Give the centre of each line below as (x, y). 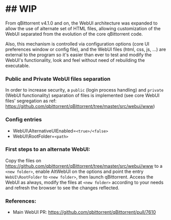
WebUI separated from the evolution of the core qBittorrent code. (74, 34)
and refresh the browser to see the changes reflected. (62, 188)
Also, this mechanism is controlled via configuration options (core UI (77, 43)
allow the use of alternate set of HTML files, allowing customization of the (83, 28)
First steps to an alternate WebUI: (48, 149)
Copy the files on (23, 160)
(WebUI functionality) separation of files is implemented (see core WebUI (82, 96)
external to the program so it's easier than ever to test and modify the (79, 55)
